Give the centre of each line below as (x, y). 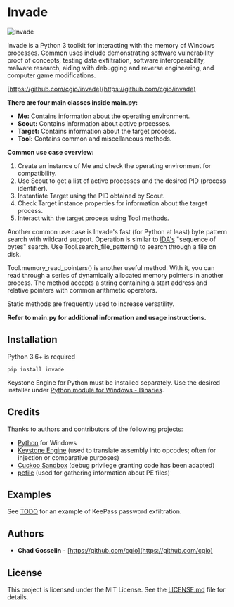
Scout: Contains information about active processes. (94, 123)
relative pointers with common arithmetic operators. (82, 290)
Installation (32, 339)
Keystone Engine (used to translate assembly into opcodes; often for (117, 450)
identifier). (32, 188)
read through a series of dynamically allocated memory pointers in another (115, 275)
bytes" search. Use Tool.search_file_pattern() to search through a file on (112, 246)
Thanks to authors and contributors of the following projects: (95, 429)
